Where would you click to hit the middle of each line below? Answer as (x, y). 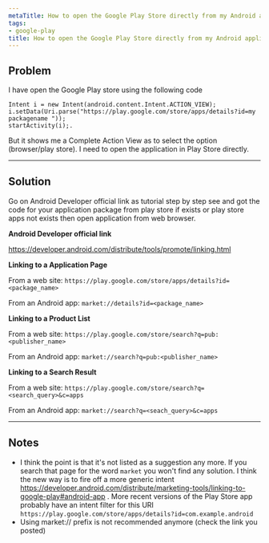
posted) (33, 530)
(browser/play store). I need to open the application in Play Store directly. (129, 149)
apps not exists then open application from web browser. (102, 218)
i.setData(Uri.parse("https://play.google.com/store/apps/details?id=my (132, 112)
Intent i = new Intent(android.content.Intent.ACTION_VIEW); (112, 105)
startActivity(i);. (41, 126)
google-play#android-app (62, 496)
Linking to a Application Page (58, 265)
